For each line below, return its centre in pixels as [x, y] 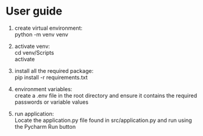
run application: [34, 114]
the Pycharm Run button [45, 126]
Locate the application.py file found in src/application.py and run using [103, 120]
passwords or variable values [52, 102]
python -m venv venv [41, 34]
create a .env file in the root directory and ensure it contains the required [106, 95]
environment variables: [43, 89]
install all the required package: [54, 70]
